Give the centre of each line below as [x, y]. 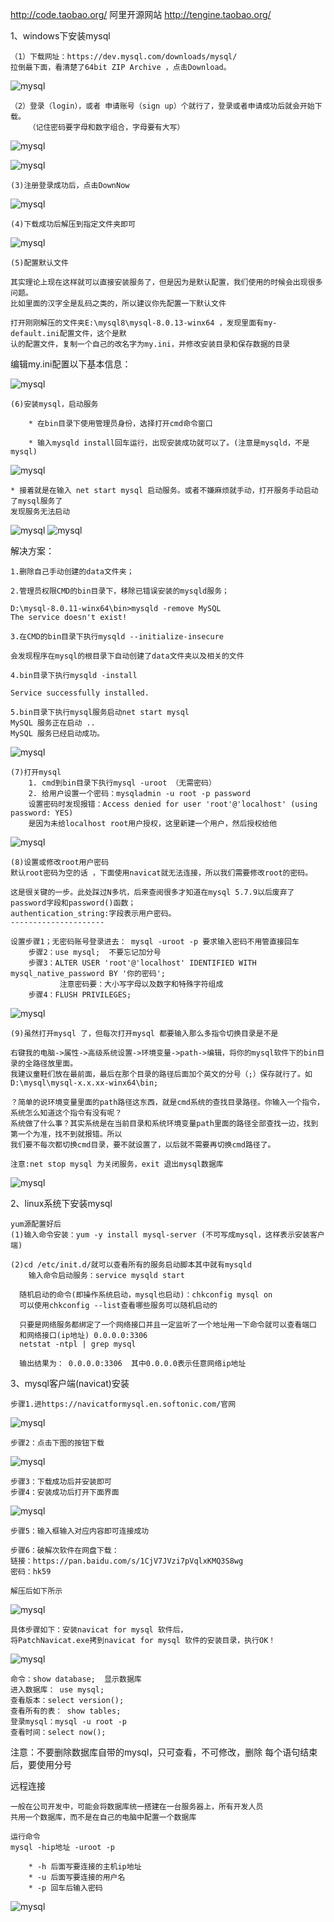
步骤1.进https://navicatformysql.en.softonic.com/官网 [123, 1404]
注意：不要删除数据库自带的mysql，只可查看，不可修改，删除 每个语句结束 [164, 1752]
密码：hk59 [31, 1572]
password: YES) [42, 813]
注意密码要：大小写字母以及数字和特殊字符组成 [141, 984]
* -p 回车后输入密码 [65, 1888]
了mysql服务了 [36, 501]
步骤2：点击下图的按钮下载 [57, 1443]
